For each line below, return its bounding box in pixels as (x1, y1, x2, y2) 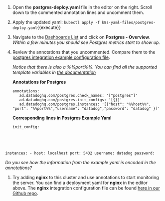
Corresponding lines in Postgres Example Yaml (12, 115, 112, 121)
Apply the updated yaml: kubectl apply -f (12, 19, 100, 25)
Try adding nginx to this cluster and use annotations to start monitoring (12, 175, 160, 180)
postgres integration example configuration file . (12, 54, 110, 60)
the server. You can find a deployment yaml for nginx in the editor (12, 180, 148, 186)
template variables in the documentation (12, 69, 96, 75)
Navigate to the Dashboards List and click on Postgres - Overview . (12, 34, 151, 40)
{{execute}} (37, 24, 61, 30)
